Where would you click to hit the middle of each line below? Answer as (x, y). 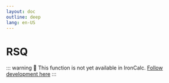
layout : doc (21, 11)
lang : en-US (21, 22)
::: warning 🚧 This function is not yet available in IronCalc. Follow (84, 68)
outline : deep (24, 17)
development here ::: (31, 74)
